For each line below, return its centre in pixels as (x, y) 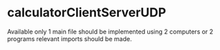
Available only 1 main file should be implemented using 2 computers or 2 (110, 32)
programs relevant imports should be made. (70, 38)
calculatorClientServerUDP (87, 13)
